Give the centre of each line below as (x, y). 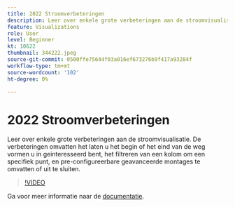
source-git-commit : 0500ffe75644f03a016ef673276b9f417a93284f (100, 60)
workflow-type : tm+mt (39, 66)
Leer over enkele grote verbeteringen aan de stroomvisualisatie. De (104, 139)
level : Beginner (31, 40)
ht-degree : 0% (28, 79)
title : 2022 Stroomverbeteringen (56, 14)
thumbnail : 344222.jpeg (42, 53)
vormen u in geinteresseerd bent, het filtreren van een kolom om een (106, 154)
